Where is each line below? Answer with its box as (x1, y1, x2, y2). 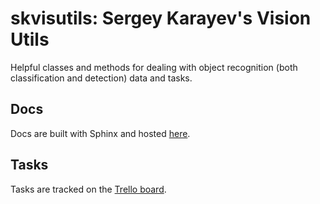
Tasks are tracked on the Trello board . (10, 183, 167, 195)
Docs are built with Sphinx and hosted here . (10, 127, 191, 139)
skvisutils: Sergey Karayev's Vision (10, 7, 312, 30)
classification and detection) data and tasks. (10, 72, 193, 84)
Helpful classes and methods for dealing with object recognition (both (10, 61, 298, 73)
